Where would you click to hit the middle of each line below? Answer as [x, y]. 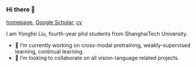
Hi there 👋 [21, 9]
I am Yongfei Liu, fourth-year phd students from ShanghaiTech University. [97, 34]
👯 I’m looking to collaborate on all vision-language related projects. [97, 58]
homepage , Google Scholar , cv [44, 23]
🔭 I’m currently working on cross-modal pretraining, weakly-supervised [102, 45]
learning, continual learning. [49, 52]
